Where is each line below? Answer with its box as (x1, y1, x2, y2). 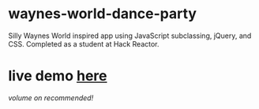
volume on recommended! (8, 92, 94, 103)
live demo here (8, 67, 107, 85)
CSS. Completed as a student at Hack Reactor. (8, 39, 160, 48)
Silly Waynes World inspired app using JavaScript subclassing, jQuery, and (8, 31, 252, 40)
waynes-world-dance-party (8, 5, 197, 23)
